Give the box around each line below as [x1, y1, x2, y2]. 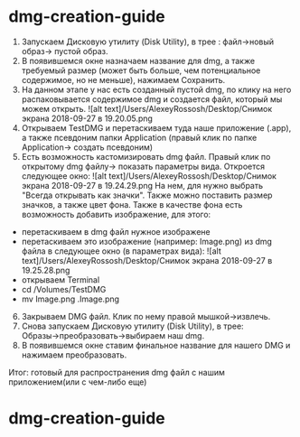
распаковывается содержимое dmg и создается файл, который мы [21, 93, 283, 105]
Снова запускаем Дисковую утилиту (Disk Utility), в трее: [21, 321, 245, 331]
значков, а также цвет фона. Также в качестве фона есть [21, 199, 243, 209]
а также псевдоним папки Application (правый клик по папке [21, 132, 258, 143]
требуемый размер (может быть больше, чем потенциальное [21, 65, 261, 76]
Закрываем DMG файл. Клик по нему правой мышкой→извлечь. [21, 311, 271, 321]
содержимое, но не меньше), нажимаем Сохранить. [21, 74, 226, 85]
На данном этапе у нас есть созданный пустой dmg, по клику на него [21, 84, 292, 95]
